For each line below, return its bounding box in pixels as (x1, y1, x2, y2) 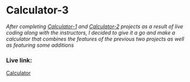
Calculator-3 (6, 4, 69, 17)
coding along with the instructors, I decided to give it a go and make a (6, 29, 175, 36)
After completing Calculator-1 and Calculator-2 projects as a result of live (6, 23, 184, 30)
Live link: (6, 56, 32, 64)
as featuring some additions (6, 42, 74, 49)
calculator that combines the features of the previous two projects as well (6, 35, 184, 42)
